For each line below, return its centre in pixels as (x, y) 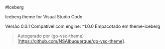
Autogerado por (34, 36)
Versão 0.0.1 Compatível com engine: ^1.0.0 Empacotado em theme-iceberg (83, 26)
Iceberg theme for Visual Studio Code (44, 17)
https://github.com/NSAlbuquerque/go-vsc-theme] (72, 41)
